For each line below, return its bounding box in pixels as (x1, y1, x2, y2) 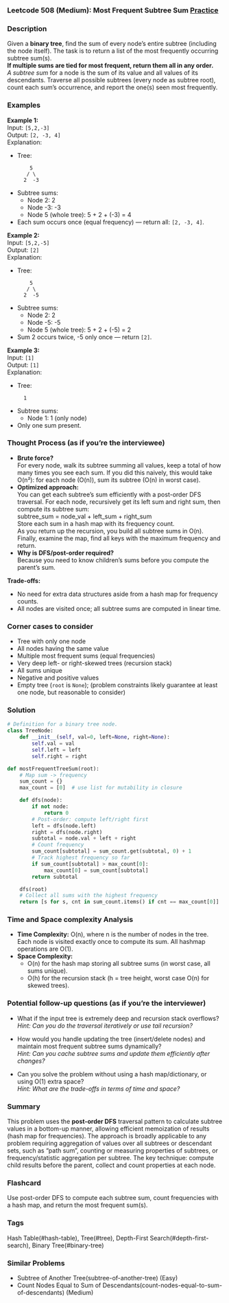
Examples (7, 100, 41, 110)
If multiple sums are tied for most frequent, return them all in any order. (7, 61, 214, 70)
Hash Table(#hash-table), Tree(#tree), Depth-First (7, 1234, 149, 1242)
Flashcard (7, 1178, 41, 1188)
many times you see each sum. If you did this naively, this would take (16, 468, 213, 476)
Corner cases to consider (7, 621, 94, 631)
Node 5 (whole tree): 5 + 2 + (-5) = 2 (27, 325, 132, 334)
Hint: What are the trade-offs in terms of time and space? (16, 1084, 180, 1093)
